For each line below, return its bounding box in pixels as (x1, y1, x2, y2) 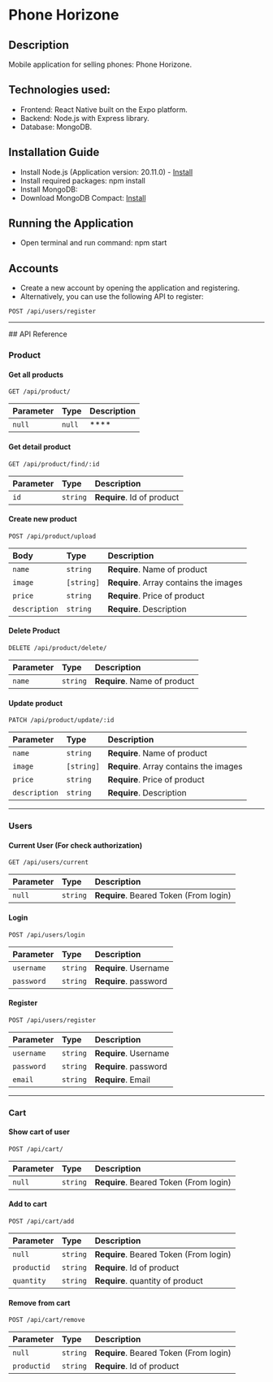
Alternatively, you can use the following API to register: (19, 292, 205, 301)
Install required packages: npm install (19, 175, 146, 185)
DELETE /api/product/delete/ (8, 643, 107, 652)
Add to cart (8, 1199, 47, 1209)
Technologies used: (8, 83, 111, 97)
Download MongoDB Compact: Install (19, 193, 146, 202)
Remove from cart (8, 1298, 71, 1307)
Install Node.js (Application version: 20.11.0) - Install (19, 167, 193, 176)
